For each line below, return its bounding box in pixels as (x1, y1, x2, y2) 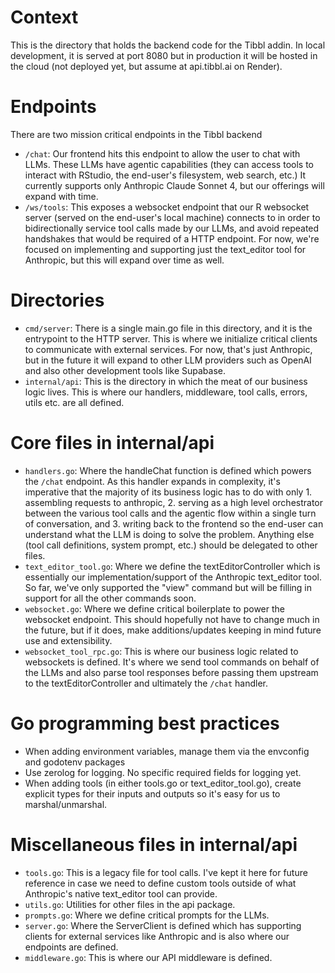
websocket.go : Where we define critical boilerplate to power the (24, 602, 285, 615)
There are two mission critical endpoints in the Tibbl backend (10, 128, 263, 140)
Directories (10, 289, 105, 312)
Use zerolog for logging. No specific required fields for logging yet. (24, 766, 302, 778)
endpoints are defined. (24, 941, 119, 953)
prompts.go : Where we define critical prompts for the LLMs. (24, 909, 270, 921)
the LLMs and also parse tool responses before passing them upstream (24, 666, 319, 678)
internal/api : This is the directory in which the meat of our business (24, 375, 308, 387)
